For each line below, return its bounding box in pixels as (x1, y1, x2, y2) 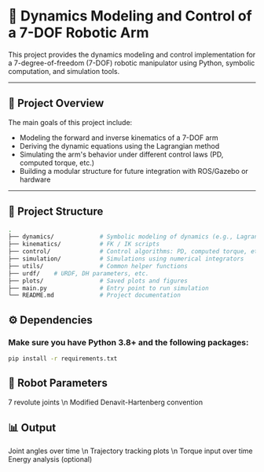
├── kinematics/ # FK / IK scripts (8, 240, 159, 249)
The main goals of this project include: (8, 117, 133, 127)
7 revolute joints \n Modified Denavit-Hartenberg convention (8, 397, 203, 407)
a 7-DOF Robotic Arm (8, 24, 149, 42)
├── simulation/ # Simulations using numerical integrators (8, 255, 244, 263)
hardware (19, 175, 51, 184)
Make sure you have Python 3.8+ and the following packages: (8, 337, 249, 348)
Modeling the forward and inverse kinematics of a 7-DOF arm (19, 133, 218, 142)
